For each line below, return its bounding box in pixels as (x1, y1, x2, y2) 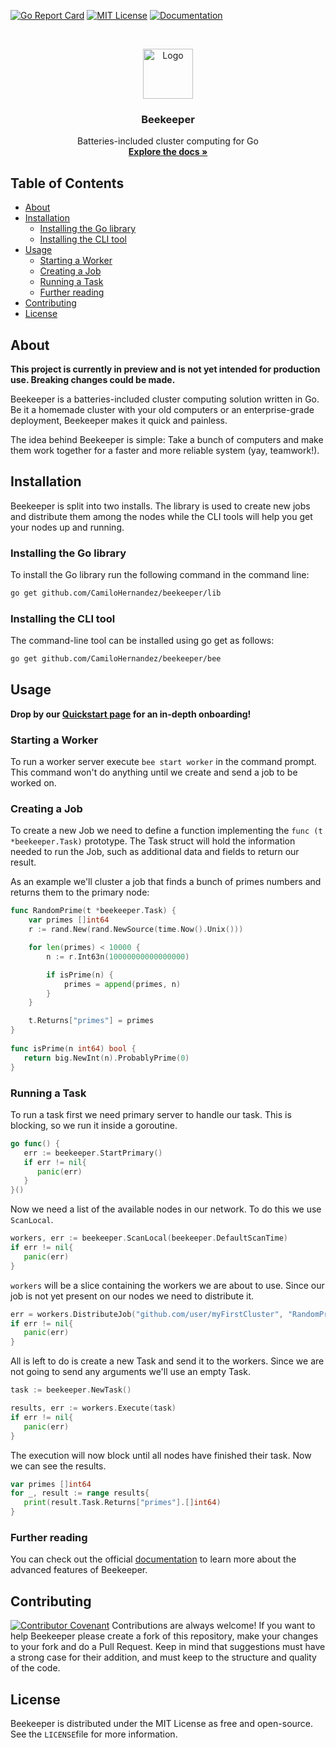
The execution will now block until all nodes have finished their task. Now (10, 1449, 312, 1461)
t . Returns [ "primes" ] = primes (28, 1016, 155, 1026)
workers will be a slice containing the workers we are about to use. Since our (10, 1279, 325, 1291)
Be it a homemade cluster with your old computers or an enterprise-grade (10, 403, 315, 415)
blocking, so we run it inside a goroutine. (10, 1119, 178, 1131)
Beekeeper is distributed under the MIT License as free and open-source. (10, 1717, 314, 1729)
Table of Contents (10, 175, 125, 192)
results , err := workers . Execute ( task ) (10, 1403, 177, 1414)
